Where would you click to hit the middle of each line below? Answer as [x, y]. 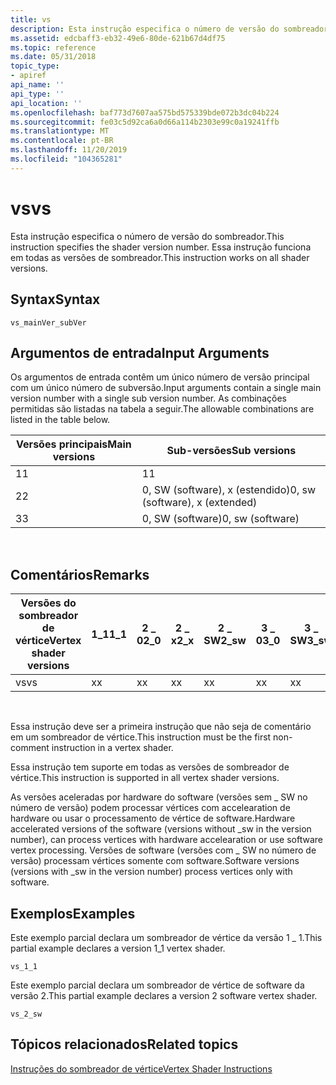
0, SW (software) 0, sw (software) [220, 519]
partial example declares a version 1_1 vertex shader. [118, 948]
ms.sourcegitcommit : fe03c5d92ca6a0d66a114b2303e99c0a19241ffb [145, 122]
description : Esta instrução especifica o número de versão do [145, 29]
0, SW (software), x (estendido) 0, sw [229, 490]
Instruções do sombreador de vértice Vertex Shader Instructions [141, 1068]
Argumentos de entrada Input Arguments [140, 352]
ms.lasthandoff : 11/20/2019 [69, 150]
